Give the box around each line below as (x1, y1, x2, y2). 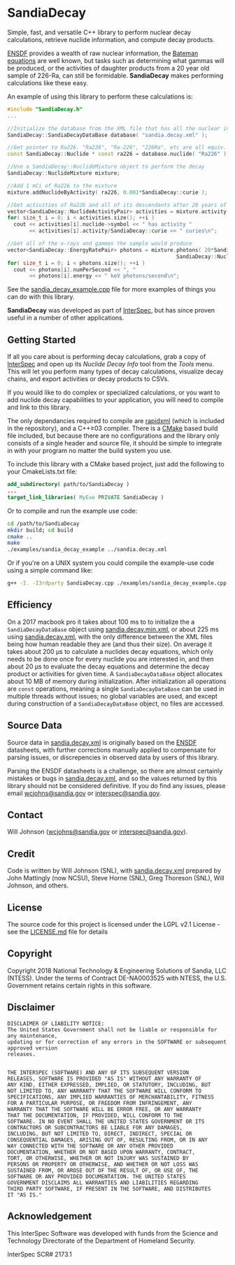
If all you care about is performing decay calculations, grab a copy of (7, 352, 206, 361)
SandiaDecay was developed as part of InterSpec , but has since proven (7, 306, 215, 315)
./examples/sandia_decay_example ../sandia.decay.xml (7, 546, 168, 553)
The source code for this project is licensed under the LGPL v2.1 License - (7, 920, 220, 929)
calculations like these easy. (7, 78, 89, 87)
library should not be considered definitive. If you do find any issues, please (7, 781, 226, 789)
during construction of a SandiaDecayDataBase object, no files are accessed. (7, 699, 225, 708)
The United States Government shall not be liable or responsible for (7, 1026, 218, 1033)
